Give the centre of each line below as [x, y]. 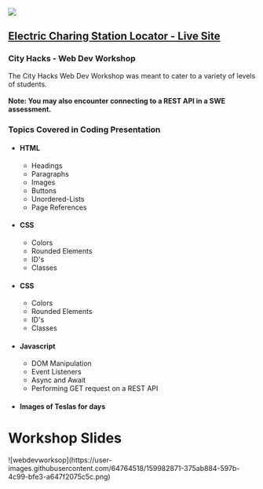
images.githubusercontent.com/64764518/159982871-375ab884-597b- [124, 468]
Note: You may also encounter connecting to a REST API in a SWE [117, 100]
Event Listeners [56, 372]
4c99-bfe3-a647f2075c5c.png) [60, 476]
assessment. [30, 109]
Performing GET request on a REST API [95, 389]
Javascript [37, 346]
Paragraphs [50, 173]
